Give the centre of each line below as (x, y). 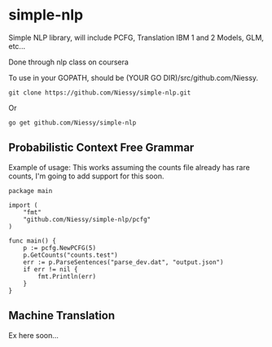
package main (31, 191)
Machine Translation (62, 316)
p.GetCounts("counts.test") (70, 255)
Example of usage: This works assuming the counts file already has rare (129, 167)
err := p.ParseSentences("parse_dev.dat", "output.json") (123, 262)
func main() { (33, 241)
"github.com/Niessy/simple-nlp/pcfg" (87, 219)
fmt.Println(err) (67, 276)
